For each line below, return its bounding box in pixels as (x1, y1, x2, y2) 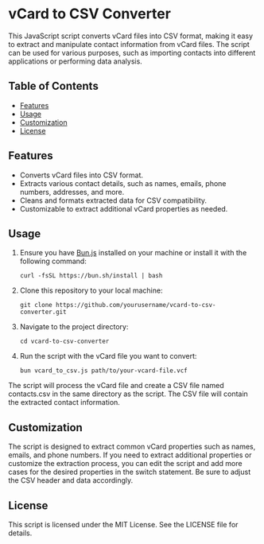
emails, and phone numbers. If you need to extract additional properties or (8, 450, 252, 460)
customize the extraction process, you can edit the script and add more (8, 459, 243, 468)
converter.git (19, 308, 67, 317)
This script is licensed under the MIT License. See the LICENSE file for (8, 520, 239, 529)
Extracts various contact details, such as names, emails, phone (19, 178, 227, 188)
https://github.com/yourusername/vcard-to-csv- (55, 301, 216, 309)
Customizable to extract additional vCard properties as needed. (19, 204, 228, 213)
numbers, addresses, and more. (19, 187, 125, 196)
